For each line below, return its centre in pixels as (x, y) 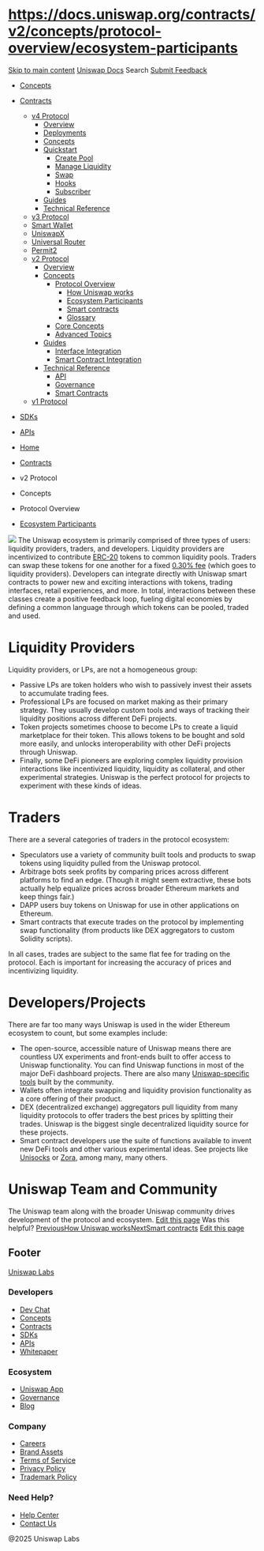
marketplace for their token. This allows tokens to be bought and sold (132, 735)
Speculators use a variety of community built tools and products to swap (138, 854)
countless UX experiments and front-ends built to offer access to (125, 1056)
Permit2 (44, 250)
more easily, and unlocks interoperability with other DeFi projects (125, 744)
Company (27, 1426)
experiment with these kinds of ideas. (80, 785)
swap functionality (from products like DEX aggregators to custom (127, 930)
